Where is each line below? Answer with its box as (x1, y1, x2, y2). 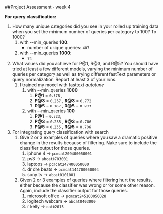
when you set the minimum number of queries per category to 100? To (12, 29, 157, 34)
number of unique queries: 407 (27, 45, 90, 50)
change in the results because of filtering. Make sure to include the (19, 140, 157, 146)
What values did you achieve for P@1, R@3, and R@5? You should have (12, 61, 159, 66)
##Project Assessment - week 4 (5, 4, 71, 10)
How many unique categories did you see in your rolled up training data (12, 23, 159, 29)
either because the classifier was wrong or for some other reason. (19, 182, 155, 188)
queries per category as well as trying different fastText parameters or (12, 71, 156, 77)
